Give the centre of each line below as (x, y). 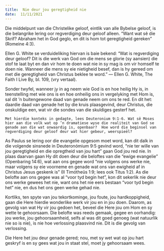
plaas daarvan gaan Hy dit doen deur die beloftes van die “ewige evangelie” (82, 156)
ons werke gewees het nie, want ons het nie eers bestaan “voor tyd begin (79, 182)
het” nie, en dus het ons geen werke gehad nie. (53, 187)
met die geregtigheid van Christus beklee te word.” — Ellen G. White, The (79, 74)
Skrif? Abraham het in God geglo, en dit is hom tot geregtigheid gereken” (79, 38)
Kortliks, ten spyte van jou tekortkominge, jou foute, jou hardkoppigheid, (78, 197)
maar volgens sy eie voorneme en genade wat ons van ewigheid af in (75, 167)
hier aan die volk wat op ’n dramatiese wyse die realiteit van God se (80, 123)
